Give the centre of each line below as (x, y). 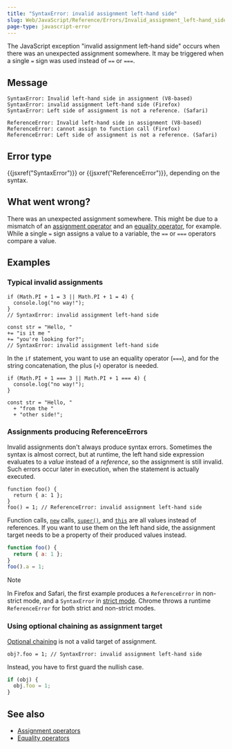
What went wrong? (49, 202)
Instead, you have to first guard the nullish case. (76, 667)
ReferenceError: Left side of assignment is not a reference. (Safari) (112, 135)
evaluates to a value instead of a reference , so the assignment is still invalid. (115, 461)
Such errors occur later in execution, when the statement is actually (103, 469)
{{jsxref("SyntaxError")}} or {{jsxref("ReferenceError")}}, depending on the (114, 173)
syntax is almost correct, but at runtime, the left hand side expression (106, 454)
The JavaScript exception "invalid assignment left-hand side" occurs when (114, 46)
